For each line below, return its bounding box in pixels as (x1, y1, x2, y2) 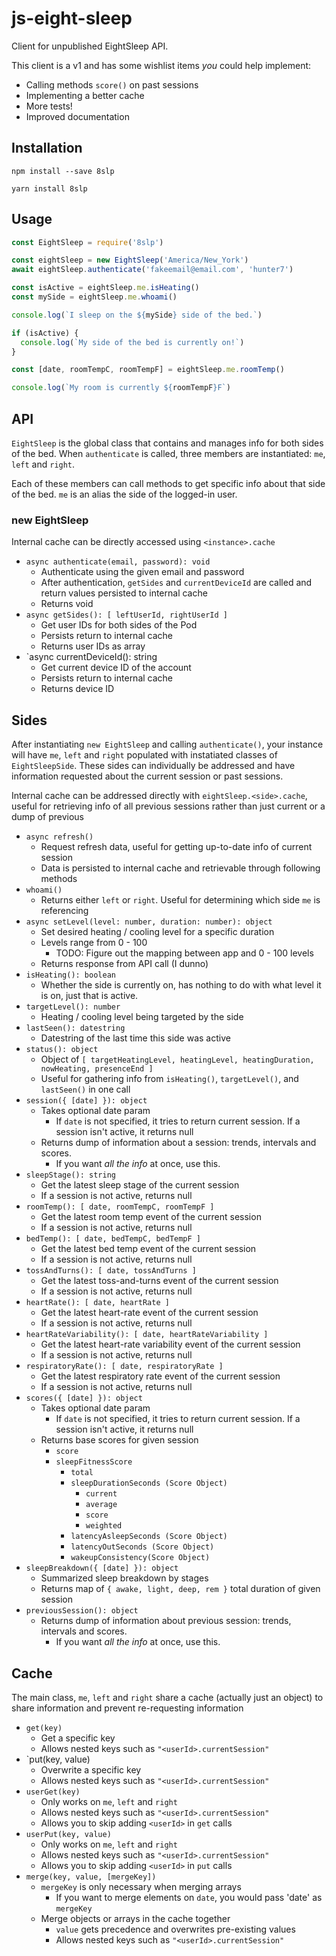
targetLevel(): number (25, 1002, 121, 1012)
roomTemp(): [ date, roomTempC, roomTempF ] (25, 1202, 215, 1212)
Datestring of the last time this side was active (40, 1032, 231, 1044)
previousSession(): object (25, 1606, 139, 1616)
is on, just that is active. (40, 990, 139, 1002)
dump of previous (11, 811, 84, 823)
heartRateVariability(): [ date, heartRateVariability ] (25, 1330, 269, 1340)
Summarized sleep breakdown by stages (40, 1572, 209, 1584)
